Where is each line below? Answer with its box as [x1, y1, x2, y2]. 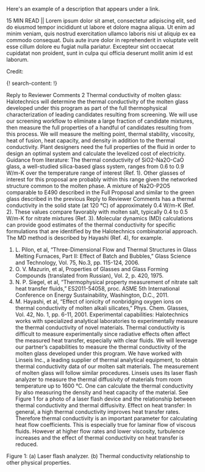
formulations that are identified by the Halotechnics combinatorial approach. [6, 228, 198, 234]
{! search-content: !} [6, 79, 58, 87]
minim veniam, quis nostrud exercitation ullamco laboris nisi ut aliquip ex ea [6, 30, 196, 37]
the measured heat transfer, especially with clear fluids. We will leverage [15, 337, 198, 344]
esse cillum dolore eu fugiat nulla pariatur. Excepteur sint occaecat [6, 43, 174, 50]
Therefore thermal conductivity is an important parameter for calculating [15, 415, 198, 422]
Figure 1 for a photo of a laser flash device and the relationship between [15, 395, 196, 402]
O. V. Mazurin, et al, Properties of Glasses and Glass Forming [15, 266, 169, 272]
